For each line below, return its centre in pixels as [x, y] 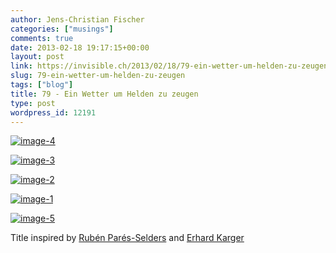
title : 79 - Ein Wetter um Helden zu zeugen [104, 94]
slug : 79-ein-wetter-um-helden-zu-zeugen [98, 76]
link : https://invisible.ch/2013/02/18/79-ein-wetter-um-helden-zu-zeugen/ [171, 66]
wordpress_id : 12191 [53, 112]
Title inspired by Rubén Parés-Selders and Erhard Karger [127, 238]
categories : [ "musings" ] [62, 29]
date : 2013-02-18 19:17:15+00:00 [80, 47]
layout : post [37, 57]
